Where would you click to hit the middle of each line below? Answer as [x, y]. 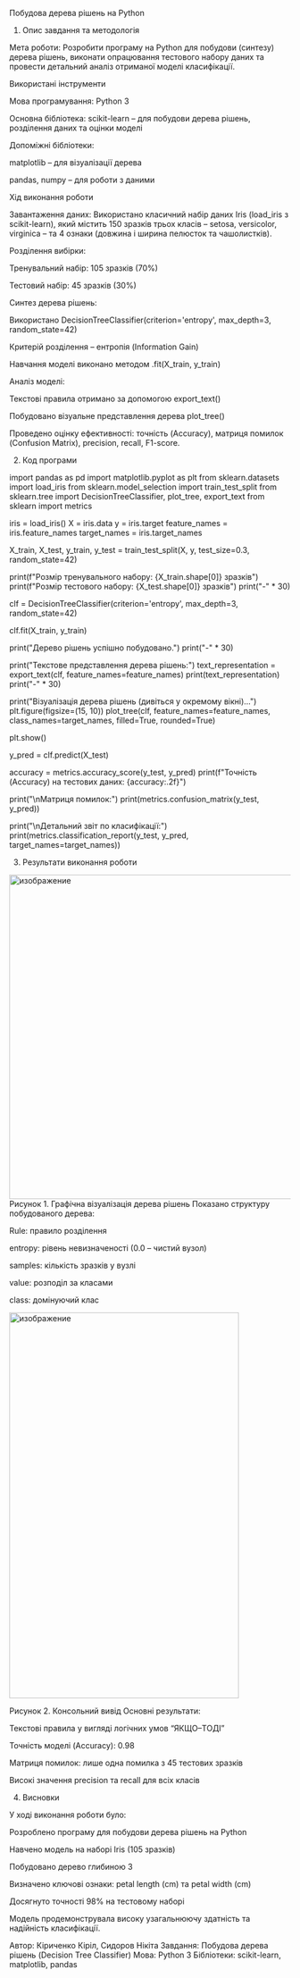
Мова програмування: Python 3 [69, 101]
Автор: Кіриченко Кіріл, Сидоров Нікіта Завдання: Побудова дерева [139, 1945]
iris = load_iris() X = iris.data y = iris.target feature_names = [119, 523]
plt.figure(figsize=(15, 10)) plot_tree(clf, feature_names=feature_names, [140, 711]
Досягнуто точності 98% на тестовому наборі [97, 1901]
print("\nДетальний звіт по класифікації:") [88, 826]
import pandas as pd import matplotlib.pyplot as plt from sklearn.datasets [144, 478]
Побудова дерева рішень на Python [77, 13]
